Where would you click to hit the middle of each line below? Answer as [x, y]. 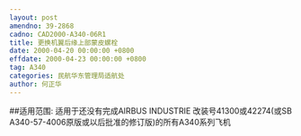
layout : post [34, 17]
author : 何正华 [35, 84]
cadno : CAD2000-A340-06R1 [58, 34]
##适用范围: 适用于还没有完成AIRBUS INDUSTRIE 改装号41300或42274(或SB [150, 110]
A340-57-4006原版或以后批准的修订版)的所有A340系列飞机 [120, 122]
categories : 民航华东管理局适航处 [67, 76]
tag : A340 [28, 68]
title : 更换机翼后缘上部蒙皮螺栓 [64, 42]
